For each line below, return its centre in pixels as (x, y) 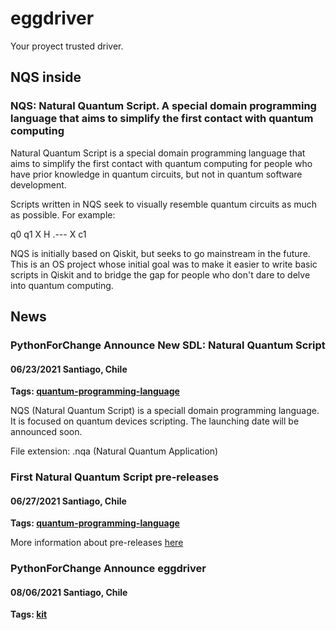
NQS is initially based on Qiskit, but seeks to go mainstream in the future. (160, 253)
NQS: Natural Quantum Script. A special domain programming (163, 106)
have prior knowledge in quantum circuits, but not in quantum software (156, 174)
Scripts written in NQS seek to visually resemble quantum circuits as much (164, 204)
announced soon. (46, 432)
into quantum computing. (62, 285)
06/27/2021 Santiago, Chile (68, 501)
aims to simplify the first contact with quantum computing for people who (161, 163)
